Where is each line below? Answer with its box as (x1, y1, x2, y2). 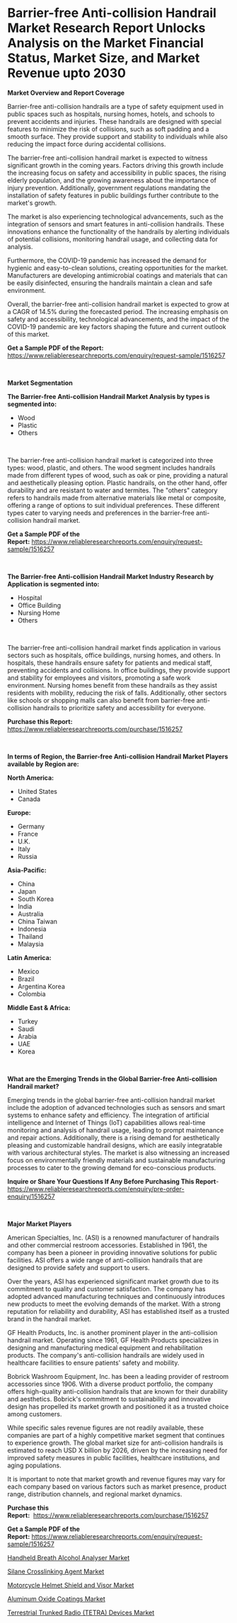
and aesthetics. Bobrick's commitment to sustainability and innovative (7, 1394, 211, 1403)
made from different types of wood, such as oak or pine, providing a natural (7, 470, 229, 479)
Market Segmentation (7, 379, 73, 387)
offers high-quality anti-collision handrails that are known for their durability (7, 1387, 228, 1395)
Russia (17, 852, 37, 860)
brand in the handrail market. (7, 1315, 92, 1323)
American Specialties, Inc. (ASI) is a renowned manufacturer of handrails (7, 1233, 219, 1242)
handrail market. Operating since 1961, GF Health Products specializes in (7, 1336, 219, 1344)
